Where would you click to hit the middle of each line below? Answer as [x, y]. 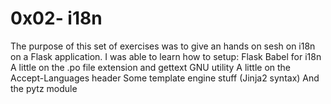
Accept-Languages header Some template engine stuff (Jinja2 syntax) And [165, 78]
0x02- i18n [56, 18]
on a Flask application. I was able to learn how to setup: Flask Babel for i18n [166, 56]
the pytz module [44, 88]
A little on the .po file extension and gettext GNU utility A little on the [150, 67]
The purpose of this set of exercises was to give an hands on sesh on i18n [163, 46]
